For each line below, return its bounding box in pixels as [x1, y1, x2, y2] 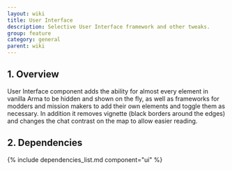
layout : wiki [7, 10, 45, 17]
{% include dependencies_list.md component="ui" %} [7, 155, 163, 164]
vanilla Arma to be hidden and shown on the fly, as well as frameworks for [7, 94, 219, 103]
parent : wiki [7, 43, 45, 50]
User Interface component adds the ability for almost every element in [7, 87, 209, 95]
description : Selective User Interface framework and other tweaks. [7, 23, 210, 30]
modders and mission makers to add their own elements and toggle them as [7, 102, 225, 110]
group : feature [7, 29, 52, 37]
